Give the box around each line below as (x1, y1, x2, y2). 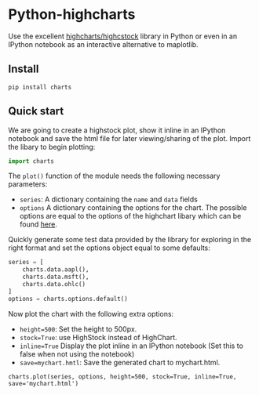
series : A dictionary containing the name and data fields (19, 194, 198, 205)
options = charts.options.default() (8, 295, 128, 303)
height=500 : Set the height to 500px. (19, 324, 137, 334)
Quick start (8, 104, 64, 118)
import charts (8, 157, 55, 165)
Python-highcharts (8, 5, 136, 24)
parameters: (8, 179, 48, 189)
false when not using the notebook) (19, 349, 135, 358)
